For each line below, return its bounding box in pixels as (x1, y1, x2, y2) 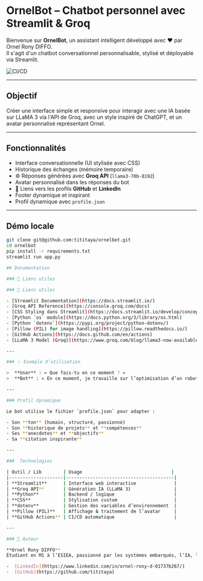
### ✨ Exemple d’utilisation (6, 359, 80, 365)
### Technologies (6, 458, 53, 464)
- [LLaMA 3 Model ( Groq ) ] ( (6, 337, 74, 343)
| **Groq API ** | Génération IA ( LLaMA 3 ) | (6, 486, 177, 492)
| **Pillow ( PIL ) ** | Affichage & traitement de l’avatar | (6, 508, 177, 514)
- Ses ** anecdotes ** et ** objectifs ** (6, 431, 104, 437)
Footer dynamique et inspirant (14, 191, 91, 199)
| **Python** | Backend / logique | (6, 491, 177, 497)
